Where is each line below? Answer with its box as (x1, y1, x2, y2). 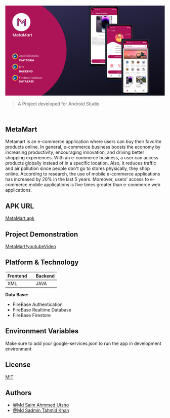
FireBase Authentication (12, 301, 63, 307)
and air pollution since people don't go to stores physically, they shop (5, 165, 150, 171)
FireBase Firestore (12, 312, 51, 318)
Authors (5, 389, 32, 397)
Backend (35, 273, 55, 279)
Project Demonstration (5, 230, 78, 238)
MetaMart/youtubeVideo (5, 243, 57, 249)
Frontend (7, 273, 27, 279)
